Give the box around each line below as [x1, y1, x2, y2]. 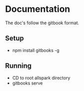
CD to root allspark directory [12, 75, 71, 81]
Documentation [5, 3, 71, 15]
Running [5, 62, 32, 70]
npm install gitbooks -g [12, 47, 60, 53]
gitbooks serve [12, 80, 43, 86]
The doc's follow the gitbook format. [5, 20, 80, 26]
